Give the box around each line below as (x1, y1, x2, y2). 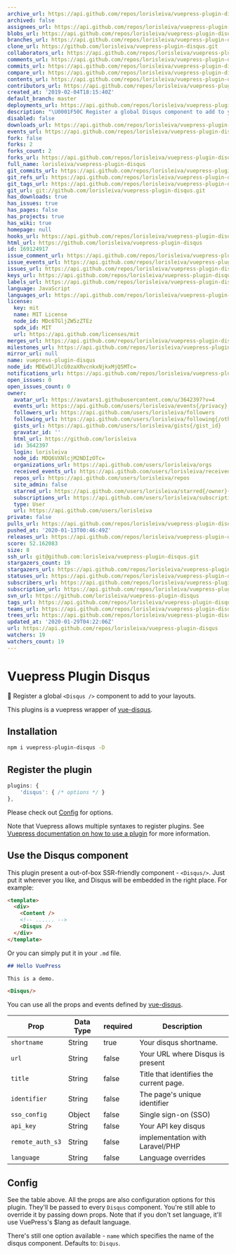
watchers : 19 (7, 632, 46, 639)
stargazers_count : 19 (7, 560, 71, 567)
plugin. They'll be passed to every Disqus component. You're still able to (7, 1203, 216, 1212)
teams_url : (7, 606, 39, 613)
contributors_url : (7, 82, 61, 89)
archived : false (7, 17, 55, 24)
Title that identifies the (139, 1070, 214, 1080)
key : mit (13, 305, 39, 312)
